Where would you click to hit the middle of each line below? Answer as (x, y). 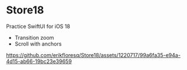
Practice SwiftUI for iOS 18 (38, 26)
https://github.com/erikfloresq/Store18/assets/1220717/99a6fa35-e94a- (93, 55)
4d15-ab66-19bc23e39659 (39, 61)
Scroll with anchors (38, 44)
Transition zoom (34, 37)
